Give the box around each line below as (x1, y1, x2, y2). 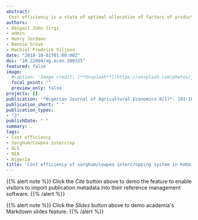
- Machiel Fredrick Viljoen (6, 47, 75, 53)
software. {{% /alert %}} (6, 191, 65, 198)
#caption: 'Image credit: (11, 74, 75, 80)
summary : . (6, 124, 33, 129)
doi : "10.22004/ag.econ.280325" (6, 58, 85, 64)
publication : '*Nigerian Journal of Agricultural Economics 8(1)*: (6, 96, 176, 102)
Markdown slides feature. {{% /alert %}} (6, 208, 104, 215)
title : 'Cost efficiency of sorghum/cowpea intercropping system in (6, 162, 178, 168)
